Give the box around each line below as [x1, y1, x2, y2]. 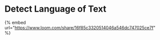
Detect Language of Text [4, 3, 107, 15]
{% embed [4, 20, 26, 25]
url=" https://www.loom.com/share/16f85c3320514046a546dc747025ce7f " [4, 24, 156, 30]
